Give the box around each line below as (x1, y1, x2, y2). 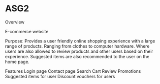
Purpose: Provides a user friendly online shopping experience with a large (5, 38, 155, 44)
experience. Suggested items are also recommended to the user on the (5, 53, 150, 59)
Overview (5, 19, 25, 25)
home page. (5, 59, 30, 64)
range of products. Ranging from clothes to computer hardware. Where (5, 43, 150, 49)
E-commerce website (5, 28, 49, 34)
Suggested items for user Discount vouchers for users (5, 73, 115, 79)
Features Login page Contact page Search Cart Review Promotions (5, 68, 141, 74)
